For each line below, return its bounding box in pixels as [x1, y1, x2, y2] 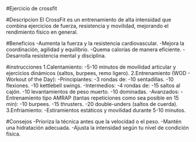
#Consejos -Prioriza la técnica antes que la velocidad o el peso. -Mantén [6, 118, 182, 125]
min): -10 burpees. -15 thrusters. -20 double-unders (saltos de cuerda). [6, 101, 178, 107]
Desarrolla [6, 52, 31, 59]
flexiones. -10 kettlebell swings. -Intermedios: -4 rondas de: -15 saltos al [6, 82, 180, 89]
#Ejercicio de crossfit [6, 5, 57, 12]
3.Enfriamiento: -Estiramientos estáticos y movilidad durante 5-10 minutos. [6, 107, 186, 113]
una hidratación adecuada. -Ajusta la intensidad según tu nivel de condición [6, 125, 189, 131]
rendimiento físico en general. [6, 29, 78, 35]
